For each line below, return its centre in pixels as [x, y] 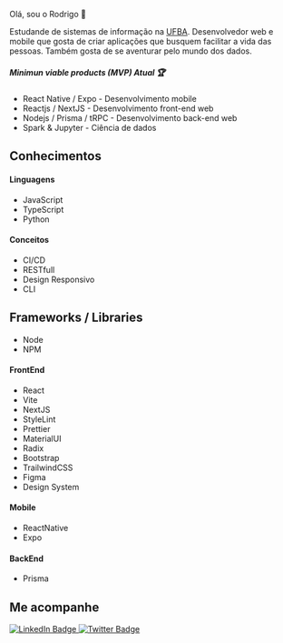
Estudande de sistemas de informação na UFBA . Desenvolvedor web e [141, 31]
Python [36, 219]
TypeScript [43, 209]
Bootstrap [41, 457]
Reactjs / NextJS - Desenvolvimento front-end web [118, 108]
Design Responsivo [59, 279]
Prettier [36, 428]
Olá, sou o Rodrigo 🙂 [48, 14]
